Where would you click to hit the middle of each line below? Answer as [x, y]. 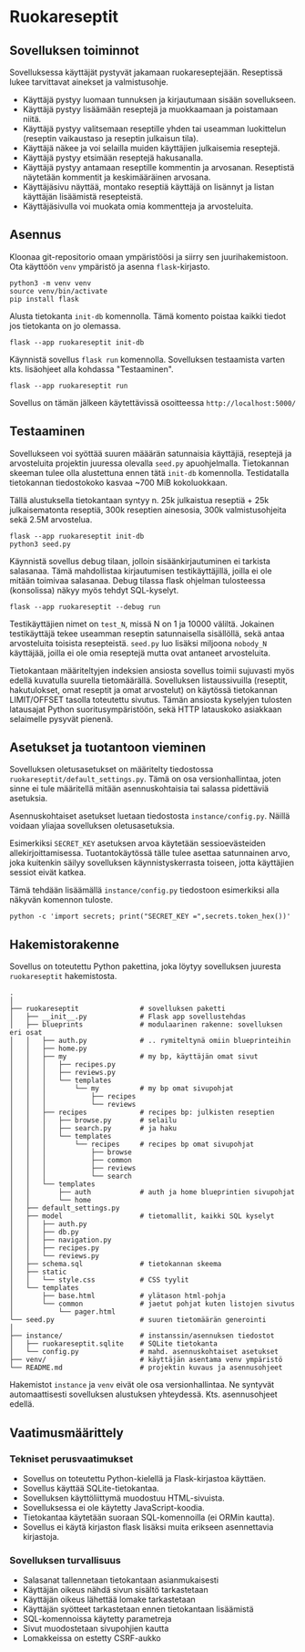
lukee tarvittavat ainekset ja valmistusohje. [89, 82]
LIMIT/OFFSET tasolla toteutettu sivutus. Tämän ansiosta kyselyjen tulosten [151, 699]
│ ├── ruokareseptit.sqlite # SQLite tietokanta [114, 1344]
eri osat [26, 1033]
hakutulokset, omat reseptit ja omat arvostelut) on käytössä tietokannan [143, 689]
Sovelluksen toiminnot [74, 51]
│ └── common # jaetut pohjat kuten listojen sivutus [152, 1304]
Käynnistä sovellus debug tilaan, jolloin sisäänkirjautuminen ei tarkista [140, 561]
